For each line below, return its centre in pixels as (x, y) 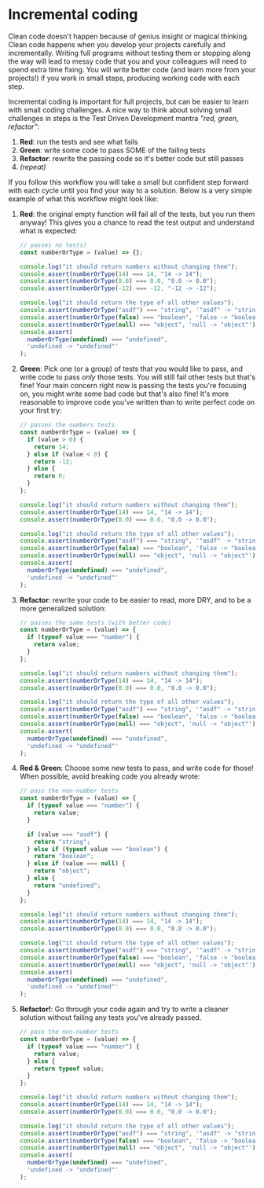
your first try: (40, 411)
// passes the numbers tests (67, 425)
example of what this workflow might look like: (83, 199)
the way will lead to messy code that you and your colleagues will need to (128, 61)
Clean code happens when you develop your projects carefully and (117, 44)
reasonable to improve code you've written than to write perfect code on (137, 402)
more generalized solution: (63, 608)
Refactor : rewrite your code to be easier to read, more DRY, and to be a (135, 599)
